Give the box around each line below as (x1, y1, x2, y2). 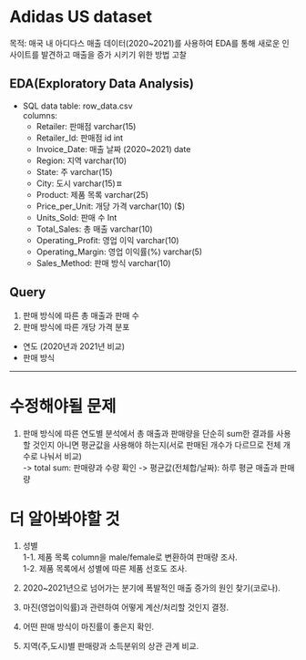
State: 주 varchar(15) (36, 166, 113, 177)
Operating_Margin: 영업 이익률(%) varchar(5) (36, 246, 203, 257)
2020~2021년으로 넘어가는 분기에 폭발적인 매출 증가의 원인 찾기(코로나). (22, 583, 280, 593)
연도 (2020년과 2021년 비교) (22, 340, 126, 352)
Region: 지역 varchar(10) (36, 155, 127, 166)
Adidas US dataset (9, 6, 153, 27)
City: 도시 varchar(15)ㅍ (36, 178, 123, 189)
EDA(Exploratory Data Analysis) (9, 76, 194, 92)
